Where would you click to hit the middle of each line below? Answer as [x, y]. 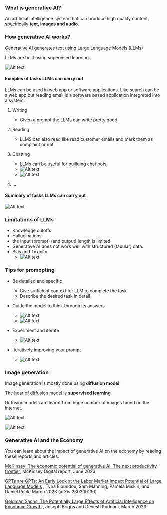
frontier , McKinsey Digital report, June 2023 [50, 471]
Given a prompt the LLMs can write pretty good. [69, 120]
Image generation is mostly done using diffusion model [62, 383]
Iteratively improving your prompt [47, 350]
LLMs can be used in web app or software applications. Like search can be [82, 90]
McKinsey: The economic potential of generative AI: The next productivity [81, 466]
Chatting [21, 154]
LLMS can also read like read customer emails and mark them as [86, 139]
